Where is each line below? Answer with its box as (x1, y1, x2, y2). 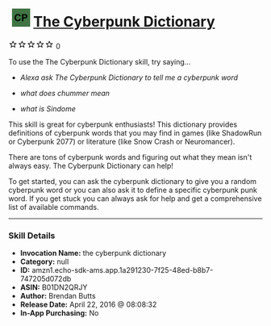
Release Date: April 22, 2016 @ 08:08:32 (19, 299, 157, 310)
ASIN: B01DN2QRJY (19, 282, 88, 292)
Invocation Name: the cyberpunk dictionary (19, 249, 167, 258)
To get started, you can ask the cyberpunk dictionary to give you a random (8, 176, 256, 186)
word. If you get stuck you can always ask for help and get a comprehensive (8, 194, 262, 203)
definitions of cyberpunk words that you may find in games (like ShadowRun (8, 127, 262, 137)
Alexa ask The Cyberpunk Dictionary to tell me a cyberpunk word (19, 73, 239, 82)
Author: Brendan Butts (19, 291, 96, 301)
